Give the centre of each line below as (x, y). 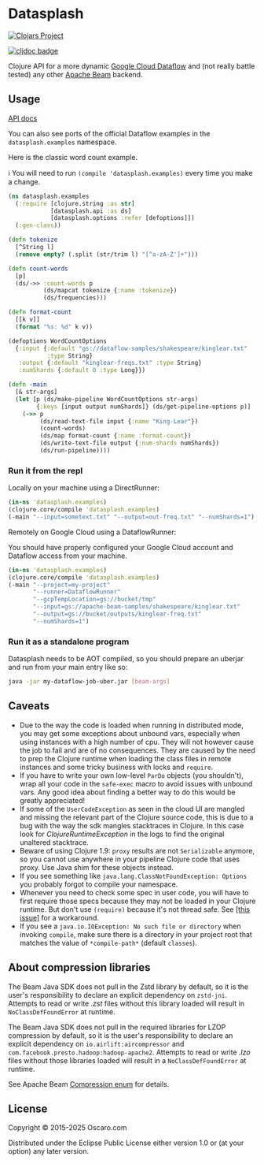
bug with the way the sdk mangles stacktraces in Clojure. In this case (132, 825)
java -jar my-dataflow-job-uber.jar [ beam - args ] (89, 682)
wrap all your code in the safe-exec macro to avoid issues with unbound (136, 783)
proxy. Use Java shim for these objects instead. (97, 867)
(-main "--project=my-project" (59, 585)
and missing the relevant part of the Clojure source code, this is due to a (136, 817)
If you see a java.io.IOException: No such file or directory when (130, 926)
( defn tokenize (33, 240)
